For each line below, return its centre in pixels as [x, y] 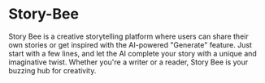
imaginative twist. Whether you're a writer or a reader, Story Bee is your [128, 62]
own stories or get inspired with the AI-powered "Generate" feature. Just [130, 44]
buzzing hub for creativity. [52, 70]
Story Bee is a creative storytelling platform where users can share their [129, 36]
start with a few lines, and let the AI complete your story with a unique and [133, 53]
